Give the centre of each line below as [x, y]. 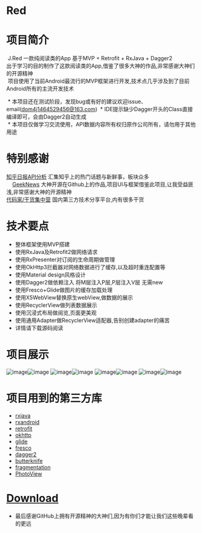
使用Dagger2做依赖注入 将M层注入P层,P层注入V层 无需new [89, 282]
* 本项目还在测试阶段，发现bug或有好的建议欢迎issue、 [77, 101]
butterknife [29, 461]
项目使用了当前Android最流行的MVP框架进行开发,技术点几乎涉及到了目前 [99, 81]
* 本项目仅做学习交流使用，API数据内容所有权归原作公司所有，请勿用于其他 [102, 125]
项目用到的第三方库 [54, 398]
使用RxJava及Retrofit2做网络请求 [56, 252]
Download [32, 498]
